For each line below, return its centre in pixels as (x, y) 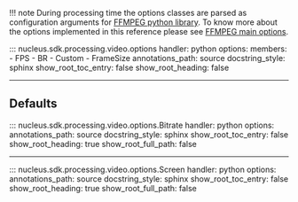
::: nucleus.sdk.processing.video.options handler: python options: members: (148, 49)
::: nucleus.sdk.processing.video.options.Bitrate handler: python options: (142, 125)
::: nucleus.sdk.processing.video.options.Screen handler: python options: (143, 169)
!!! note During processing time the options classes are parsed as (128, 13)
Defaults (33, 104)
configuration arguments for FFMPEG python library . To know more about (143, 22)
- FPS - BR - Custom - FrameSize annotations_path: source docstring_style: (147, 58)
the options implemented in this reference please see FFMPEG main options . (149, 31)
